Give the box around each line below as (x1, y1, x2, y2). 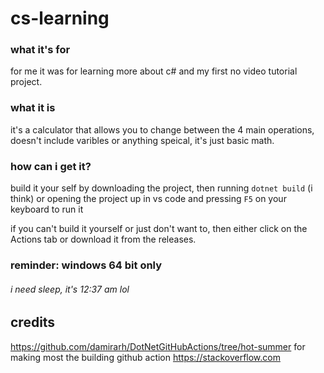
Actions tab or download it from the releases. (10, 233, 197, 246)
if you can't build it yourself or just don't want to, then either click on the (10, 223, 308, 235)
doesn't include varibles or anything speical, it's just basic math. (10, 134, 275, 146)
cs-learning (10, 7, 110, 30)
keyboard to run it (10, 203, 84, 216)
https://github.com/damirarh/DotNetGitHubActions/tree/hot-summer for (10, 340, 306, 352)
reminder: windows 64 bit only (10, 258, 163, 272)
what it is (10, 101, 56, 115)
